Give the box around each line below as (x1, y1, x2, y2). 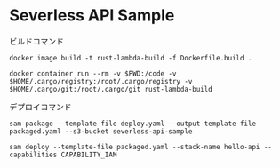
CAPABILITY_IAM (60, 150, 117, 159)
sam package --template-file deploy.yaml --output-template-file (9, 119, 256, 128)
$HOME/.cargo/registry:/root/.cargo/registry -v (9, 76, 193, 85)
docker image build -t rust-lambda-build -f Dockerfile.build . (9, 53, 252, 62)
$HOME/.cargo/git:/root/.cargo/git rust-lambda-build (9, 84, 213, 93)
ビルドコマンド (9, 36, 64, 46)
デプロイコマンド (9, 101, 72, 112)
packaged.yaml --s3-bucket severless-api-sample (9, 126, 193, 136)
